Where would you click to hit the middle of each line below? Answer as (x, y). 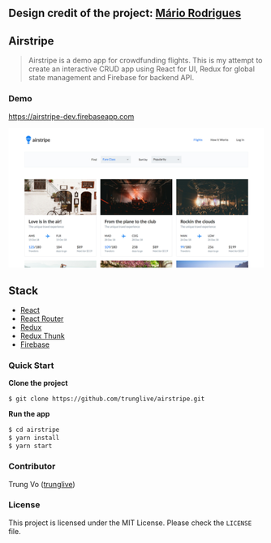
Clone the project (38, 383)
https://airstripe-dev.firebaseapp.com (71, 116)
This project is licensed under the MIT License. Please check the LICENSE (130, 523)
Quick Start (31, 366)
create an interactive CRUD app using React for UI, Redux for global (142, 69)
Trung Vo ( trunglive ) (42, 484)
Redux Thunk (42, 336)
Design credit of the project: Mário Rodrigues (125, 13)
